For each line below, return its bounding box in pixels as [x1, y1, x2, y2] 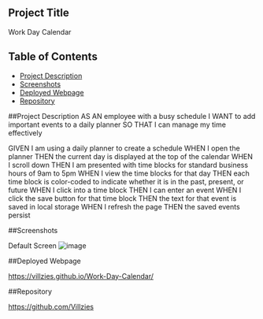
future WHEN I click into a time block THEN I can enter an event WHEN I [8, 185, 242, 195]
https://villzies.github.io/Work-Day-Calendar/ [8, 271, 154, 280]
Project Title [8, 6, 69, 20]
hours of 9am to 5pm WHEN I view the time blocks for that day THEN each [8, 169, 250, 178]
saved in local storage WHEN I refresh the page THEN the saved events [8, 202, 240, 211]
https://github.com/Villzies [8, 302, 94, 311]
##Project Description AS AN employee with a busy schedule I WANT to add [8, 111, 256, 121]
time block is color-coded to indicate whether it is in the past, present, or [8, 176, 244, 186]
